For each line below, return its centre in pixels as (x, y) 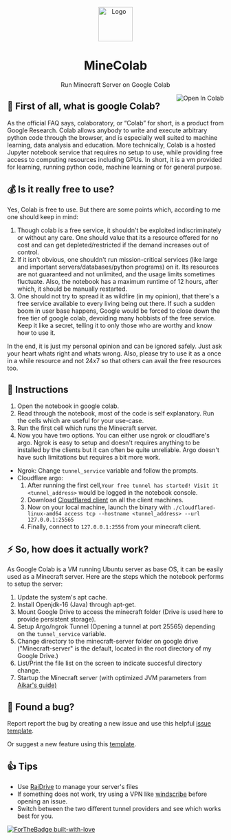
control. (28, 252)
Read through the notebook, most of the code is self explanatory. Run (115, 413)
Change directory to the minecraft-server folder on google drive (108, 642)
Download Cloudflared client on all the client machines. (106, 500)
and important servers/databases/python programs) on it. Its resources (118, 267)
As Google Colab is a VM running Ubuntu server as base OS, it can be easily (115, 569)
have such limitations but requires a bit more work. (89, 458)
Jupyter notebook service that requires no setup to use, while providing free (115, 152)
